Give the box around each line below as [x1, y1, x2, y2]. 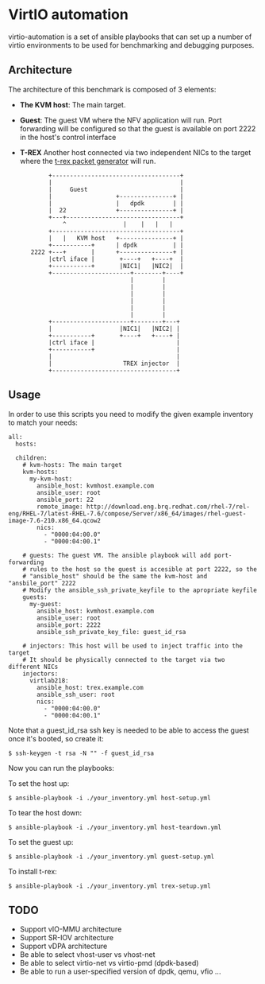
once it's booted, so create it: [8, 733, 105, 743]
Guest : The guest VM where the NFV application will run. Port [19, 115, 222, 125]
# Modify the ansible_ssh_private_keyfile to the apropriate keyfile [22, 586, 258, 594]
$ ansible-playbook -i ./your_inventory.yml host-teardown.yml [8, 823, 222, 831]
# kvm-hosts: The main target [22, 461, 123, 469]
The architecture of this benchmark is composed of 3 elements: [8, 84, 217, 94]
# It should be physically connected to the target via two [22, 655, 225, 663]
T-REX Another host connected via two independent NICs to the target [19, 147, 252, 157]
